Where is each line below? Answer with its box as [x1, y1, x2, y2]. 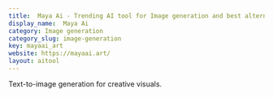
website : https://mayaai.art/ [8, 49, 111, 57]
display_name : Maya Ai [8, 19, 89, 27]
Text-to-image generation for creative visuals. [8, 78, 162, 89]
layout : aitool [8, 57, 60, 65]
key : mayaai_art [8, 42, 63, 50]
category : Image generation [8, 27, 104, 35]
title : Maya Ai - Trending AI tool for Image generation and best [8, 11, 242, 20]
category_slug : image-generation [8, 34, 122, 43]
